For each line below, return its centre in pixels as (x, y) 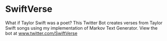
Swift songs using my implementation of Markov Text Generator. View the (81, 28)
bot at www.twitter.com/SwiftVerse (41, 33)
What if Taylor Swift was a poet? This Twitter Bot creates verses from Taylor (84, 23)
